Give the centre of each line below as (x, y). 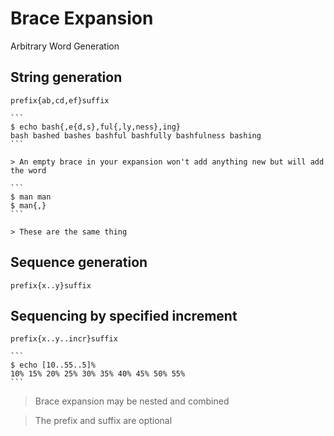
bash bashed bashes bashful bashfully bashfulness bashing (136, 135)
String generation (66, 77)
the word (28, 170)
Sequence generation (79, 262)
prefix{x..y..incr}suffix (64, 339)
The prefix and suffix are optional (103, 421)
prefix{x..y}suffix (51, 285)
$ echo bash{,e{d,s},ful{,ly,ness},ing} (96, 127)
